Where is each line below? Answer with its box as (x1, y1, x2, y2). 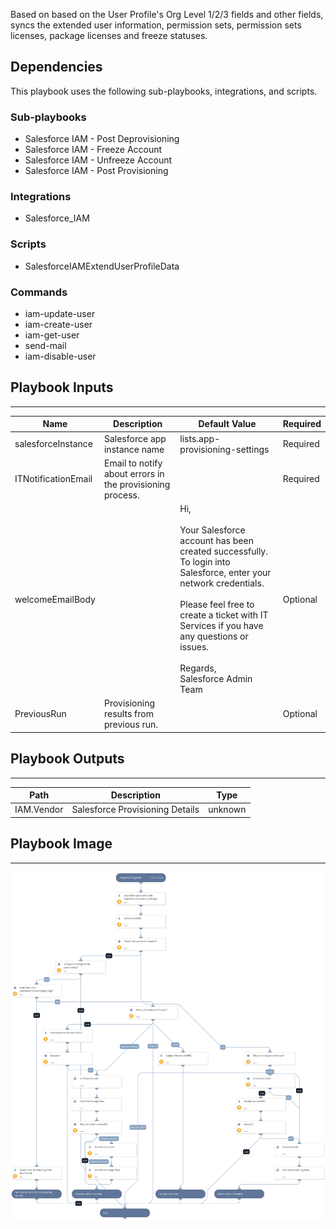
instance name (103, 443, 165, 455)
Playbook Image (10, 835, 113, 853)
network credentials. (179, 577, 265, 589)
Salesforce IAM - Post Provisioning (24, 165, 169, 177)
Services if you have (179, 620, 264, 632)
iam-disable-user (24, 350, 97, 362)
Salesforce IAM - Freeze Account (24, 144, 163, 156)
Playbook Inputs (10, 379, 114, 396)
